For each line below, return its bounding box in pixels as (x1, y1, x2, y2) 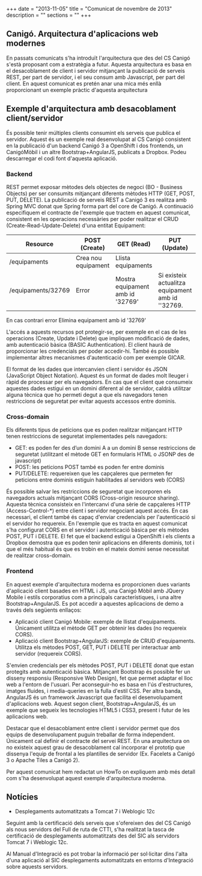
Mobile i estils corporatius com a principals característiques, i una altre (6, 593, 182, 601)
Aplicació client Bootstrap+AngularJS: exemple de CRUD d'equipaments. (14, 637, 195, 644)
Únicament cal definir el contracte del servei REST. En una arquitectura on (6, 737, 190, 744)
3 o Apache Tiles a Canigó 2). (6, 756, 80, 763)
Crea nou (76, 253, 102, 262)
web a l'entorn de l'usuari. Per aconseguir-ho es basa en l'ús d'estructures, (6, 680, 193, 688)
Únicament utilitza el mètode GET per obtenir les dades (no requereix (14, 624, 187, 632)
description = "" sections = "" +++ (6, 11, 91, 19)
